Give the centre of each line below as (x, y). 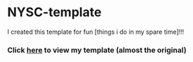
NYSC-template (54, 12)
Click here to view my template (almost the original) (97, 50)
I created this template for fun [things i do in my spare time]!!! (96, 32)
